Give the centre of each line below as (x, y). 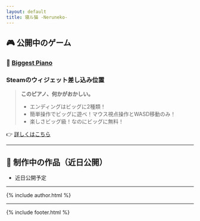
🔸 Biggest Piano (29, 63)
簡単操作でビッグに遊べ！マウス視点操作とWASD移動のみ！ (103, 114)
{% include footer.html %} (38, 212)
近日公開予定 (30, 178)
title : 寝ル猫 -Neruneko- (37, 17)
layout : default (26, 12)
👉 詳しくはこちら (29, 134)
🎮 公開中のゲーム (39, 43)
